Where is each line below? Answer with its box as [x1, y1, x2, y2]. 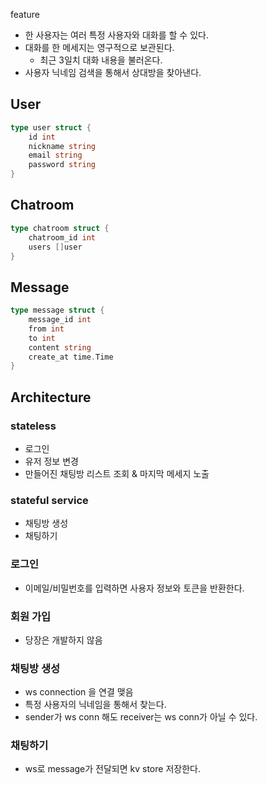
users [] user [28, 242, 83, 252]
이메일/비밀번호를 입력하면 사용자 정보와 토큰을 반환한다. [24, 582, 245, 594]
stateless [10, 419, 57, 433]
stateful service [10, 493, 89, 507]
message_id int [28, 315, 92, 325]
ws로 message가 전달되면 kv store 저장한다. [24, 763, 201, 775]
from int [28, 324, 65, 334]
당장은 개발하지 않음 [24, 634, 103, 646]
